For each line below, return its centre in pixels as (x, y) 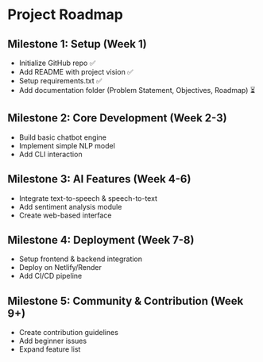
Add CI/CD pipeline (50, 276)
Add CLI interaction (50, 154)
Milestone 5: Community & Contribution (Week (126, 300)
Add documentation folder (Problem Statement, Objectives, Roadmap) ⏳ (137, 90)
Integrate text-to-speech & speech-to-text (88, 198)
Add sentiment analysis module (70, 206)
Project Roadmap (66, 15)
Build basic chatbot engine (62, 137)
